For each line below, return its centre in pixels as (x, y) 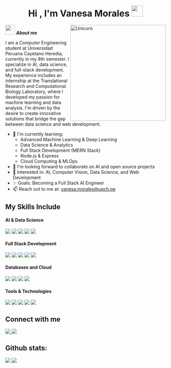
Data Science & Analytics (47, 145)
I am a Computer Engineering (36, 42)
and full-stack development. (35, 70)
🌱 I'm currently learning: (38, 134)
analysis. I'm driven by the (33, 108)
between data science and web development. (53, 124)
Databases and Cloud (28, 267)
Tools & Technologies (28, 291)
